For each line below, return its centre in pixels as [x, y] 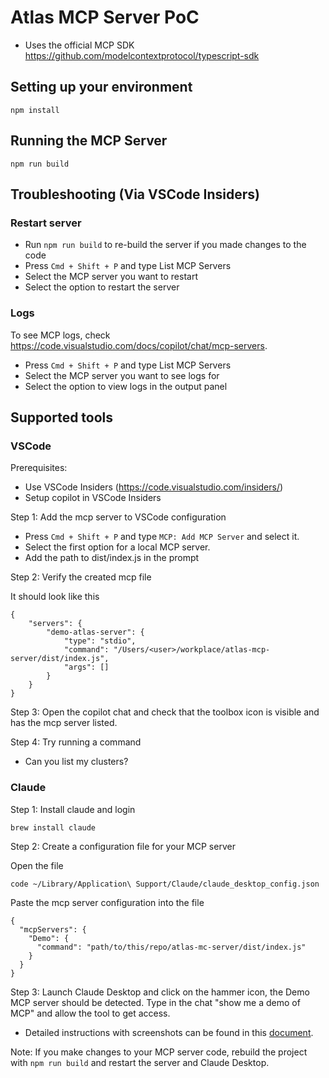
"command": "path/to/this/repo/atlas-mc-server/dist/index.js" [171, 947]
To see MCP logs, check [60, 335]
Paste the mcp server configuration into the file [107, 902]
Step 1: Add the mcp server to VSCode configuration [118, 517]
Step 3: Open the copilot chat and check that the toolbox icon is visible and [165, 712]
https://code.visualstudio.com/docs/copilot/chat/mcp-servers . [139, 345]
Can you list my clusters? [76, 762]
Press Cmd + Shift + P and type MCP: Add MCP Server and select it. [162, 537]
